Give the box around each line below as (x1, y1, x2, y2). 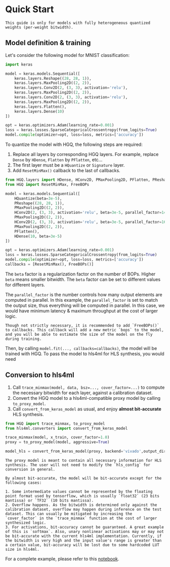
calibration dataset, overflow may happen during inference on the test (5, 507, 162, 512)
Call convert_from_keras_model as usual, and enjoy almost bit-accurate (12, 405, 162, 412)
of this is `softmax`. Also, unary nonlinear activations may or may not (5, 529, 164, 534)
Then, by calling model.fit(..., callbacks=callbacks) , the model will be (5, 345, 157, 351)
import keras (5, 62, 33, 67)
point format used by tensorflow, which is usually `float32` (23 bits (5, 494, 159, 499)
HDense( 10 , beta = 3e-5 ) (14, 234, 62, 239)
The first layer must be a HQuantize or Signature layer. (12, 162, 125, 168)
